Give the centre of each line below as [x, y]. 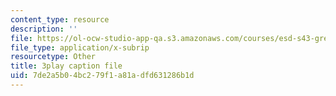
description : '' [44, 29]
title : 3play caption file [66, 66]
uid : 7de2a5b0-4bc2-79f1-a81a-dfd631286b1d [102, 76]
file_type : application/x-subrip [80, 47]
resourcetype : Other [53, 57]
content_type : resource [60, 19]
